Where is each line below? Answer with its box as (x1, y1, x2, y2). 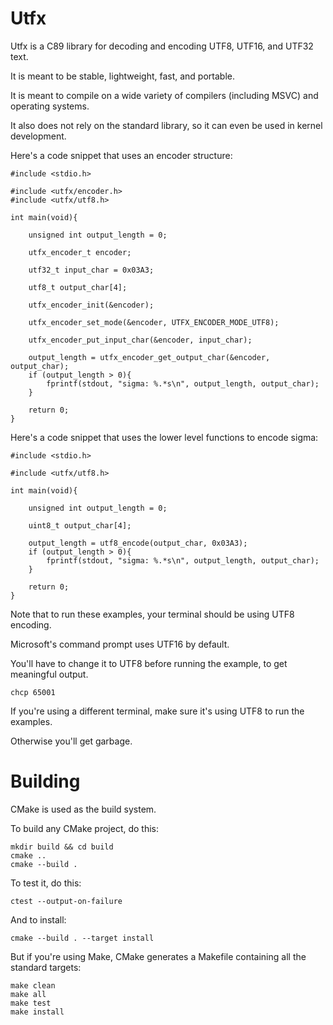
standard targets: (10, 961, 82, 973)
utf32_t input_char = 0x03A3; (28, 265, 155, 275)
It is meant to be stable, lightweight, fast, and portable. (10, 70, 235, 82)
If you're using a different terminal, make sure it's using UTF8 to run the (10, 705, 305, 717)
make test (10, 998, 52, 1008)
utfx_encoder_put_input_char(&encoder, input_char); (28, 335, 253, 345)
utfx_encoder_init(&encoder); (28, 300, 155, 310)
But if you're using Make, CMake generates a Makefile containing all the (10, 950, 307, 962)
